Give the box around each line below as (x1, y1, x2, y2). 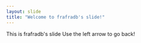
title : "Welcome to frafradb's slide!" (6, 14, 105, 20)
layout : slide (6, 8, 42, 15)
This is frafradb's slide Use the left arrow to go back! (6, 30, 136, 37)
